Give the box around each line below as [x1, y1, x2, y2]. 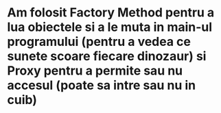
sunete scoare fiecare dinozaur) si [7, 49, 207, 64]
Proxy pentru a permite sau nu [7, 63, 183, 79]
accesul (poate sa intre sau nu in [7, 77, 196, 93]
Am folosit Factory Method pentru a [7, 5, 215, 21]
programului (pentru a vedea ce [7, 34, 191, 49]
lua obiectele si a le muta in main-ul [7, 19, 213, 35]
